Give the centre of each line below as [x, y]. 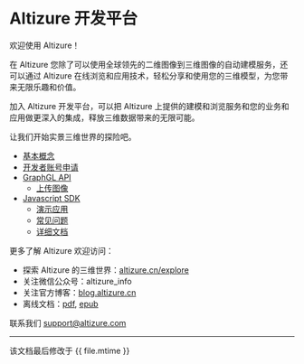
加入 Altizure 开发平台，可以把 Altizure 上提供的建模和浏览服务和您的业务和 [149, 106]
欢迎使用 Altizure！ [45, 45]
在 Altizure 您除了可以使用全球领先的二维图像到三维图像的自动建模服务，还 [149, 64]
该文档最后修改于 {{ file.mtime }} [70, 350]
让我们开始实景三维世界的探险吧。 [73, 136]
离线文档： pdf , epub [60, 303]
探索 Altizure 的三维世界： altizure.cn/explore [106, 270]
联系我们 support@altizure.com [68, 322]
